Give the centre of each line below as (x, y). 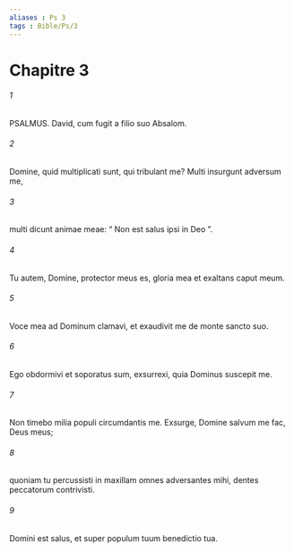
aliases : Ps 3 (38, 17)
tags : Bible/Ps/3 (43, 26)
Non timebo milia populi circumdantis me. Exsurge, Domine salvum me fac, (147, 423)
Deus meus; (31, 432)
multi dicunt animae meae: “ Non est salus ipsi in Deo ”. (111, 229)
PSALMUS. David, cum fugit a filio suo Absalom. (98, 123)
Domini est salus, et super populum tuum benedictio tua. (113, 538)
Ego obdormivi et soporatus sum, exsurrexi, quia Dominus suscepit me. (141, 374)
